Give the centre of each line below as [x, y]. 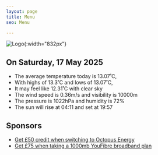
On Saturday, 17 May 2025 [55, 62]
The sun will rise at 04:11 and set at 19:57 [64, 107]
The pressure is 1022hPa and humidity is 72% [69, 101]
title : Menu [20, 17]
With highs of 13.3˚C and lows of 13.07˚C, [64, 83]
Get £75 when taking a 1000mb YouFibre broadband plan [83, 146]
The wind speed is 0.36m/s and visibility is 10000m [76, 95]
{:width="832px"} [45, 44]
